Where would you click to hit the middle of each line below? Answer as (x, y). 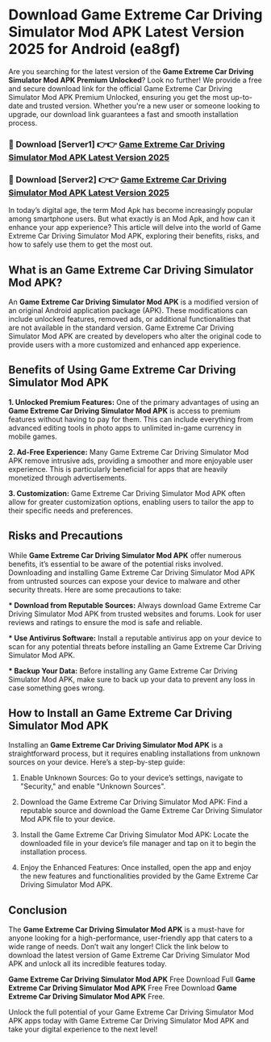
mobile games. (33, 436)
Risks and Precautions (66, 536)
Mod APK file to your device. (67, 819)
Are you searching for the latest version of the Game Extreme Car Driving (131, 71)
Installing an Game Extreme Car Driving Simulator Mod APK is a (116, 745)
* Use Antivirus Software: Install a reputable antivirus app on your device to (135, 638)
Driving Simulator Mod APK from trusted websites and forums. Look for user (135, 614)
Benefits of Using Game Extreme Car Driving (122, 370)
